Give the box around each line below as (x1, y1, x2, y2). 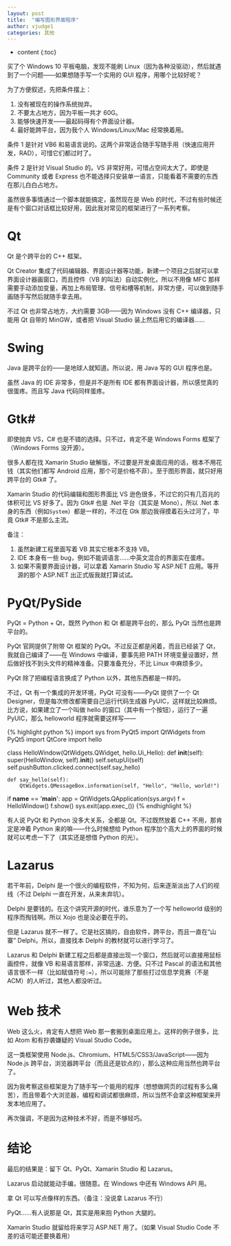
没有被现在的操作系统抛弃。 (16, 100, 96, 109)
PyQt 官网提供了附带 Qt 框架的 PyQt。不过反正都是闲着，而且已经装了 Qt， (7, 642, 219, 650)
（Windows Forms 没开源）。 (7, 444, 88, 452)
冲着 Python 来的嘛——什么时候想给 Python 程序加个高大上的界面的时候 (19, 825, 223, 832)
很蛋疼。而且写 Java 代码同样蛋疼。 (7, 387, 109, 395)
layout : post (7, 10, 45, 17)
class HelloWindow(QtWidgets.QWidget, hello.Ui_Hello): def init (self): (7, 748, 204, 757)
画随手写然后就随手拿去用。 (7, 293, 86, 301)
